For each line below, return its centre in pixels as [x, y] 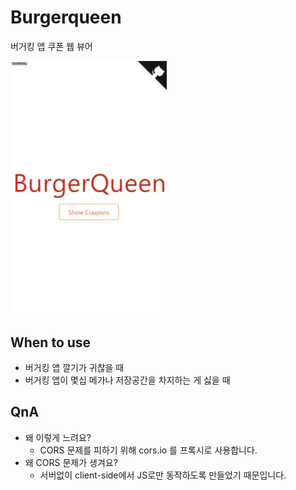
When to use [51, 342]
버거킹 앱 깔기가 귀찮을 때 [74, 368]
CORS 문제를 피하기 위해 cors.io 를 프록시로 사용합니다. [148, 450]
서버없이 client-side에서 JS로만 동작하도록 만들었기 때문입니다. [163, 475]
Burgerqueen [66, 17]
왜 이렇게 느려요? [58, 437]
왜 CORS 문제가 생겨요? [71, 462]
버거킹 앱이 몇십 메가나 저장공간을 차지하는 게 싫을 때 [127, 380]
